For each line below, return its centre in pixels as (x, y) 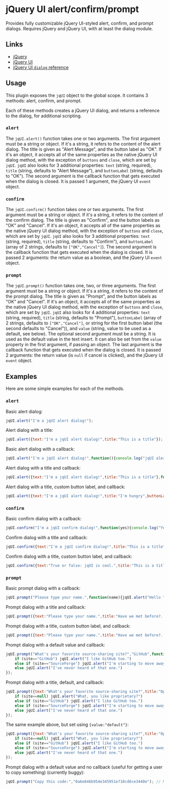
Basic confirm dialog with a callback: (44, 519)
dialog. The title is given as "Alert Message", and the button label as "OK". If (84, 149)
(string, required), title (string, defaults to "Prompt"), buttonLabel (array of (84, 318)
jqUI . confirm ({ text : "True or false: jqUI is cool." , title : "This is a (80, 565)
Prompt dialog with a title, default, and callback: (55, 682)
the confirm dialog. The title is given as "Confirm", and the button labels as (83, 220)
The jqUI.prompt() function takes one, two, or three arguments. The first (81, 286)
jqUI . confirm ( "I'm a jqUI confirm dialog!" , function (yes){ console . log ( (82, 528)
